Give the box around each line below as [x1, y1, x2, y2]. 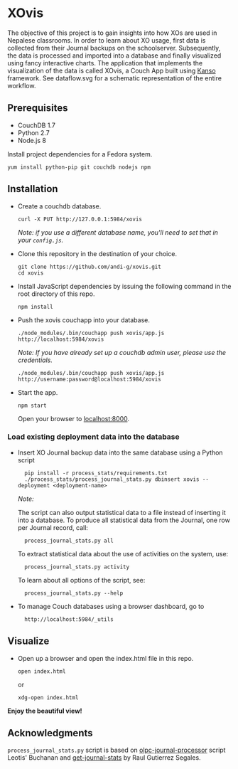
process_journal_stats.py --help [24, 589, 124, 597]
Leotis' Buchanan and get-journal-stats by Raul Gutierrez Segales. [7, 753, 201, 762]
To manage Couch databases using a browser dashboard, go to [17, 602, 205, 610]
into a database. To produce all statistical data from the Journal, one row [17, 516, 231, 524]
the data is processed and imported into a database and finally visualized [7, 51, 222, 60]
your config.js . [17, 235, 64, 244]
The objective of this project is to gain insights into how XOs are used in [7, 28, 217, 37]
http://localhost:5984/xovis [17, 336, 104, 343]
